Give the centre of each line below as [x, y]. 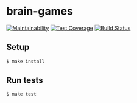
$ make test [21, 94]
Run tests [25, 80]
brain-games [40, 11]
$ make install [26, 61]
